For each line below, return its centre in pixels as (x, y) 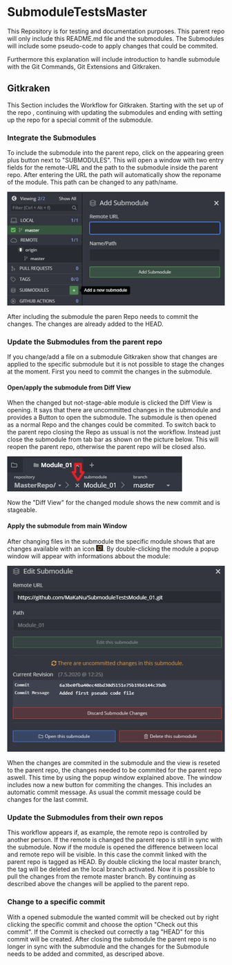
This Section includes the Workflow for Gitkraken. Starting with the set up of (116, 105)
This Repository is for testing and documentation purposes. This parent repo (116, 31)
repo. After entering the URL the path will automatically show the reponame (114, 175)
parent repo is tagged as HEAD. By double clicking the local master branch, (114, 862)
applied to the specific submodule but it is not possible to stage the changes (116, 365)
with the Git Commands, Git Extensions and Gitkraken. (84, 66)
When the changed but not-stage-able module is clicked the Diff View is (110, 403)
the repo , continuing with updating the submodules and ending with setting (115, 112)
